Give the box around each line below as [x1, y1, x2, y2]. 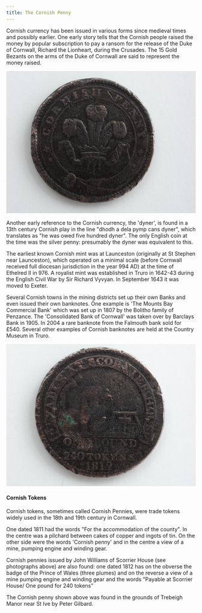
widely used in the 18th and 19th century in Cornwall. [6, 514, 137, 521]
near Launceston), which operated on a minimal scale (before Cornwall [6, 256, 182, 263]
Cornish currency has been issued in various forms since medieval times [6, 27, 186, 34]
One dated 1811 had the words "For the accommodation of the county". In [6, 525, 188, 532]
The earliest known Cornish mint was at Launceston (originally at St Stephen [6, 250, 196, 257]
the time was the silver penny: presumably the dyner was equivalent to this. [6, 238, 194, 245]
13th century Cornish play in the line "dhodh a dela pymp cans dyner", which [6, 226, 196, 233]
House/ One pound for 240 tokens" [6, 582, 94, 589]
